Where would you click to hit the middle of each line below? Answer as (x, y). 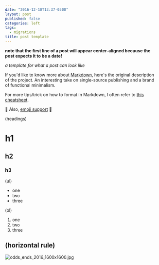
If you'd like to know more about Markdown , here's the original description (80, 75)
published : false (23, 19)
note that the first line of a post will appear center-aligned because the (78, 51)
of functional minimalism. (30, 85)
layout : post (18, 14)
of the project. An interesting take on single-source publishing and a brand (80, 80)
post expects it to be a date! (34, 56)
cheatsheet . (17, 100)
